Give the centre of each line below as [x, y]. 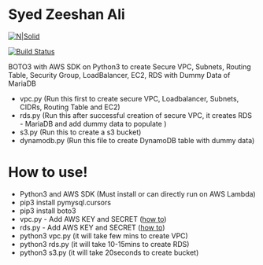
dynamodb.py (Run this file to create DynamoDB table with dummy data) [137, 140]
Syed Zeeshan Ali [67, 15]
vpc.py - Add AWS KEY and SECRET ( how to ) [93, 219]
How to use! [48, 173]
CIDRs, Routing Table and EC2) [70, 107]
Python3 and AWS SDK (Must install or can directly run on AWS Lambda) [137, 193]
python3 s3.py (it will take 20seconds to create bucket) [109, 252]
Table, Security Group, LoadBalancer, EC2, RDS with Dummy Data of [119, 75]
